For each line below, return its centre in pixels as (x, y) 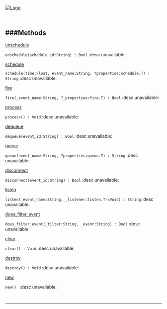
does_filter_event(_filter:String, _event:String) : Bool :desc (73, 223)
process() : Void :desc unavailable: (42, 116)
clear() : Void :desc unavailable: (40, 248)
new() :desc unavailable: (31, 287)
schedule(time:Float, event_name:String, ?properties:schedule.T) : (78, 73)
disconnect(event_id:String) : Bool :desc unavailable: (62, 180)
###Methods (26, 33)
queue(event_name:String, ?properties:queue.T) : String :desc (72, 155)
